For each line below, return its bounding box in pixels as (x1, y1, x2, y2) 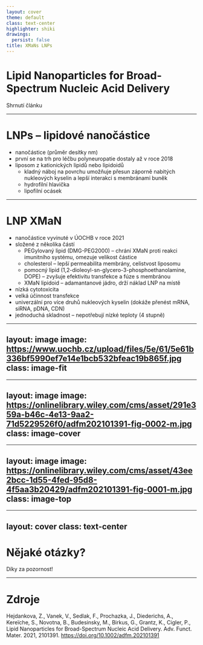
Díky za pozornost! (6, 566, 53, 573)
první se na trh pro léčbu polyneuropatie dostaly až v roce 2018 (14, 155, 173, 162)
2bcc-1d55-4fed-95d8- (6, 475, 98, 485)
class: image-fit (6, 363, 68, 373)
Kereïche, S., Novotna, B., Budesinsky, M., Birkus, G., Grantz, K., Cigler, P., (6, 619, 191, 626)
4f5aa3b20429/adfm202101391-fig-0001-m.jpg (6, 484, 193, 494)
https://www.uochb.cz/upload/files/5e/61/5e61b (6, 344, 195, 354)
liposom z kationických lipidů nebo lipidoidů (14, 161, 124, 168)
